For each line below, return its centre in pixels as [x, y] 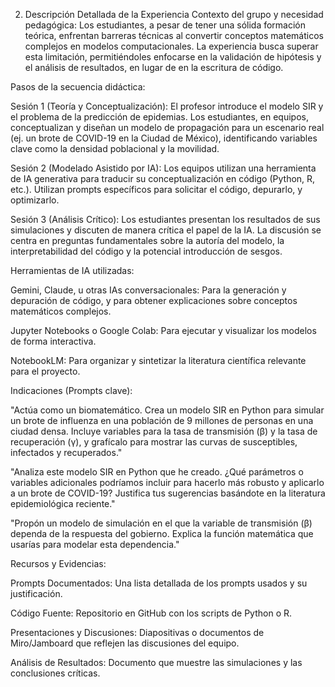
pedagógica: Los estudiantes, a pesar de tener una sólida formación [165, 25]
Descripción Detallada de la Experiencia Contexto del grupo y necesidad [174, 14]
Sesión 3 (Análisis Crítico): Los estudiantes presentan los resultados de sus [165, 219]
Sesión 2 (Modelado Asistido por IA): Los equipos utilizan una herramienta [163, 168]
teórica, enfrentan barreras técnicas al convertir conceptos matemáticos [174, 35]
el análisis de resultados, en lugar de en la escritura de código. [154, 67]
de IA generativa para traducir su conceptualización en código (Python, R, [163, 178]
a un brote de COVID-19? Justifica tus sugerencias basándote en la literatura [168, 493]
